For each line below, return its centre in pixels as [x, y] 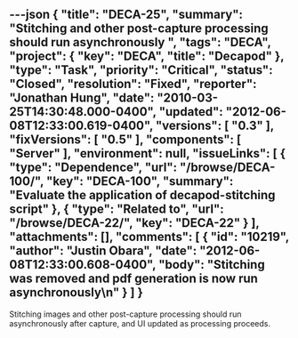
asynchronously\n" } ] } [77, 293]
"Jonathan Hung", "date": [82, 98]
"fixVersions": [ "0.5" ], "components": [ [125, 140]
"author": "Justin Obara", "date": [103, 251]
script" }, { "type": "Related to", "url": [117, 209]
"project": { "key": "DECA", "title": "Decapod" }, [147, 56]
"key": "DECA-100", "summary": [140, 181]
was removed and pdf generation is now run [133, 279]
